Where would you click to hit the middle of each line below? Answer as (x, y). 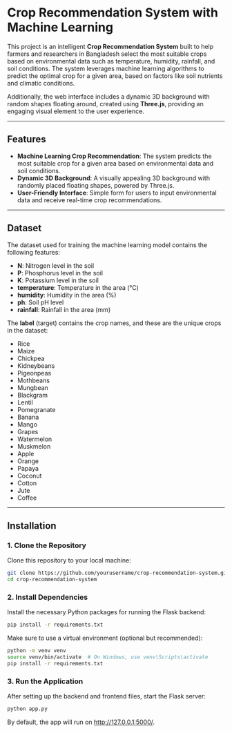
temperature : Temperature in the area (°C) (78, 287)
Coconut (29, 476)
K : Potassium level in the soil (58, 280)
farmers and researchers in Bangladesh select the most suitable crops (107, 54)
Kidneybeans (36, 365)
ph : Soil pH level (40, 302)
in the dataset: (28, 330)
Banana (28, 417)
